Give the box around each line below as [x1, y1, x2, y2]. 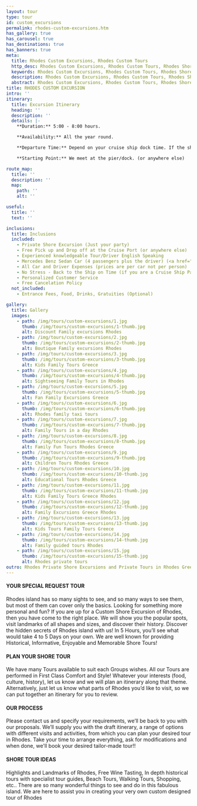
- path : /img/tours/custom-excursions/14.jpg [16, 531, 130, 537]
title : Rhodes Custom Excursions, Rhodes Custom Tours [11, 58, 148, 64]
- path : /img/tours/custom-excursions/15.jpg [16, 548, 130, 554]
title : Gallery [11, 307, 49, 313]
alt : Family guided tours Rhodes [21, 542, 104, 548]
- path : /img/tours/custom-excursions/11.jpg [16, 482, 130, 488]
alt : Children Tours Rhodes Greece [21, 460, 109, 467]
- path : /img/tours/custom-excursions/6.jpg [16, 400, 127, 406]
